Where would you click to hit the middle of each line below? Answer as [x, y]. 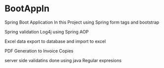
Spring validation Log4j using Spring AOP [47, 32]
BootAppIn [27, 9]
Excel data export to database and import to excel [55, 41]
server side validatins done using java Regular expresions [63, 60]
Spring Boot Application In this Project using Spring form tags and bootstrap [82, 22]
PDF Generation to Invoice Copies [39, 51]
